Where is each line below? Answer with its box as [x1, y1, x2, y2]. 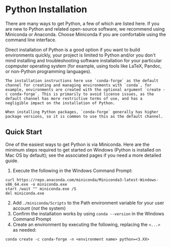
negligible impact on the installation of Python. [5, 101, 115, 106]
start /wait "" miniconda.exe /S [5, 186, 77, 191]
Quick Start [5, 128, 42, 136]
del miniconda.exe [5, 190, 44, 196]
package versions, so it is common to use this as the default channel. [5, 114, 163, 119]
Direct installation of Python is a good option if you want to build [5, 46, 140, 53]
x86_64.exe [5, 182, 29, 187]
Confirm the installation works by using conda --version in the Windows [12, 210, 164, 216]
